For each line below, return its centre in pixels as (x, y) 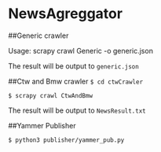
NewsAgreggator (66, 14)
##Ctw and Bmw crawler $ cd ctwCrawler (76, 81)
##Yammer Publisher (42, 125)
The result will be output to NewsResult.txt (77, 110)
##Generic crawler (38, 35)
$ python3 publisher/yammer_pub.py (66, 140)
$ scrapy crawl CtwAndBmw (50, 95)
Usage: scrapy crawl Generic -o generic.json (80, 50)
